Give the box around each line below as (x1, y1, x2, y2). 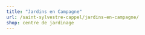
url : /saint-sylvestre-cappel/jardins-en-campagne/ (6, 14, 139, 20)
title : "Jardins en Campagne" (6, 8, 83, 15)
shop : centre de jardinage (6, 20, 74, 26)
